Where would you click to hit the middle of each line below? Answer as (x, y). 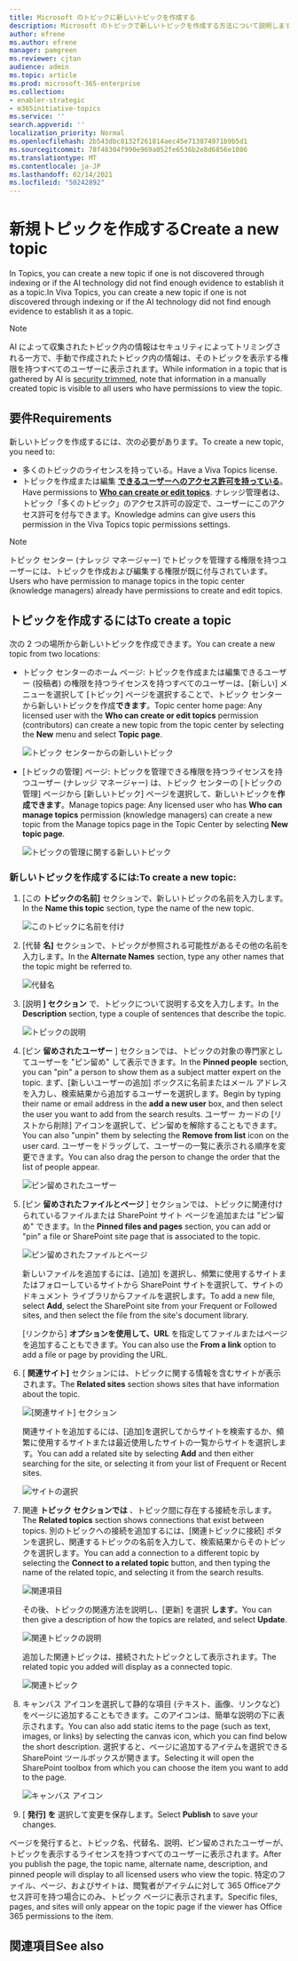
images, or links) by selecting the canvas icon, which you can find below (155, 1736)
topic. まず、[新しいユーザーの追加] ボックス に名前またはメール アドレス (154, 1082)
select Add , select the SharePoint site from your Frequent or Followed (149, 1305)
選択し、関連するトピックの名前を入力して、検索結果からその (150, 1542)
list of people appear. (61, 1167)
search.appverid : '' (47, 125)
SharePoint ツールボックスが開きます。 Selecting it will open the (138, 1758)
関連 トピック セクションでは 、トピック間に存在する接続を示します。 (149, 1510)
